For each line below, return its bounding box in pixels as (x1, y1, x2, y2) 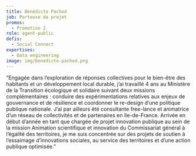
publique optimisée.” (6, 142, 56, 150)
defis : (6, 36, 22, 42)
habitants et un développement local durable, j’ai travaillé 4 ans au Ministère (6, 80, 190, 87)
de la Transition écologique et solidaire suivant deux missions (6, 87, 155, 94)
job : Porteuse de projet (6, 14, 67, 20)
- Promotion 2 (11, 25, 46, 31)
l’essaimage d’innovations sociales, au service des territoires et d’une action (6, 137, 191, 144)
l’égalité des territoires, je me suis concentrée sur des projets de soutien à (6, 130, 185, 137)
